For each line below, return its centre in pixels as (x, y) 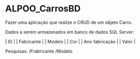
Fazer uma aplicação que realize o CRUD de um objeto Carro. (69, 22)
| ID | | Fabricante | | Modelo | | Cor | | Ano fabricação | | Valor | (70, 41)
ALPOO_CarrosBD (43, 9)
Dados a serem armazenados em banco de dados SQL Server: (70, 32)
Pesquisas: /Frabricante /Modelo (39, 51)
